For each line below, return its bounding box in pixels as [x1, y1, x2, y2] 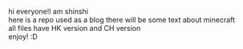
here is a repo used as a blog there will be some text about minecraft [8, 15, 235, 24]
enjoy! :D [8, 32, 38, 41]
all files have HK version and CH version [8, 24, 141, 32]
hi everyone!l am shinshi [8, 7, 88, 16]
